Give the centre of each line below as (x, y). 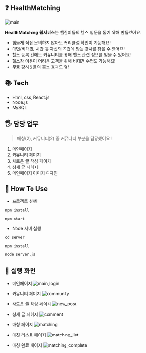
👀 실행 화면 (21, 271)
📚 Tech (17, 83)
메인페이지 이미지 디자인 (35, 173)
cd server (15, 238)
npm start (15, 219)
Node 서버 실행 (26, 228)
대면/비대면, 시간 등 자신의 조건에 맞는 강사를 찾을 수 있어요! (68, 49)
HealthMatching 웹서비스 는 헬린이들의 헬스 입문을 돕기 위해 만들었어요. (73, 32)
